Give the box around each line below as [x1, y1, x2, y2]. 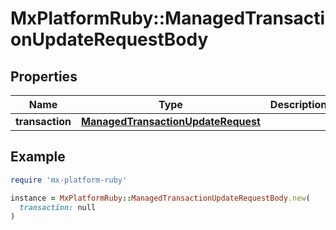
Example [10, 148, 66, 166]
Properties [10, 68, 78, 85]
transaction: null [19, 202, 97, 212]
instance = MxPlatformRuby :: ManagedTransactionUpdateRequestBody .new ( [10, 193, 311, 203]
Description [269, 98, 328, 111]
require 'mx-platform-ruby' [10, 175, 128, 185]
